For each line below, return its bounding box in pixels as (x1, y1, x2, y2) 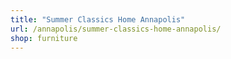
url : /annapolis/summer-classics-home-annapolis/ (10, 24, 222, 34)
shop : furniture (10, 33, 78, 43)
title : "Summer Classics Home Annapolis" (10, 14, 186, 25)
